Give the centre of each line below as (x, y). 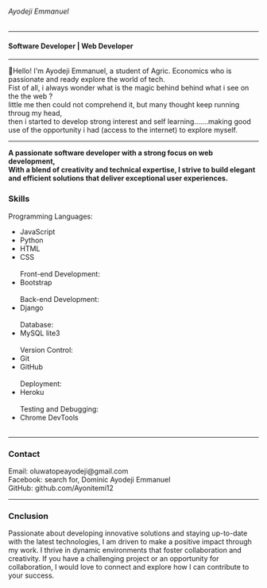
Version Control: (46, 350)
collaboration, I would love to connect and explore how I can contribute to (129, 567)
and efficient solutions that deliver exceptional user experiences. (118, 178)
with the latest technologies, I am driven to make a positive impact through (130, 542)
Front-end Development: (60, 273)
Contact (24, 454)
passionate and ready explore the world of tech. (87, 79)
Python (31, 240)
